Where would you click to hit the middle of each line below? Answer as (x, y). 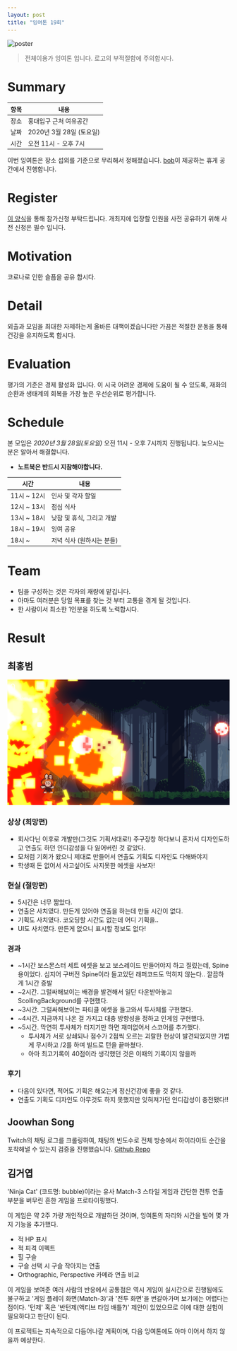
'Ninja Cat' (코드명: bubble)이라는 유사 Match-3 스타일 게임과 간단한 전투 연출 (116, 1192)
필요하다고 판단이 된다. (38, 1316)
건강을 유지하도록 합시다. (41, 335)
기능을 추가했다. (36, 1224)
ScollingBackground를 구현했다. (63, 1001)
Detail (25, 306)
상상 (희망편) (28, 822)
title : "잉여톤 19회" (36, 22)
